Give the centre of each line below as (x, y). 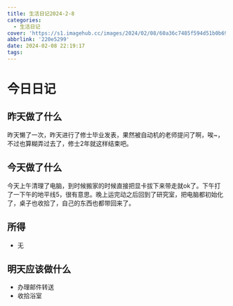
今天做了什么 (35, 168)
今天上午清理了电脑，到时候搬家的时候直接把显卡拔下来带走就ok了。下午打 (114, 186)
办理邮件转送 (35, 287)
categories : (24, 20)
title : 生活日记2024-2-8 (41, 14)
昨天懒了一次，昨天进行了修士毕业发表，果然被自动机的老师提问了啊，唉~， (115, 135)
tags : (15, 53)
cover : (17, 33)
